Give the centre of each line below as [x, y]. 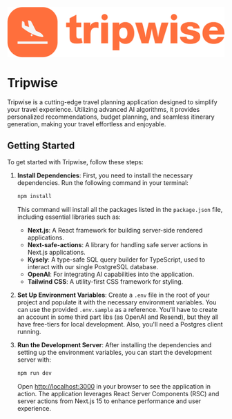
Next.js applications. [57, 253]
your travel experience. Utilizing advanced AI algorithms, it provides [104, 109]
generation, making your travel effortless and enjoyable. [87, 124]
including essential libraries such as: [69, 217]
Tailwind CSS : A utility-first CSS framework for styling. [105, 282]
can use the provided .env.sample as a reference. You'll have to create [117, 310]
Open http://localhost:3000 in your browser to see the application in [114, 387]
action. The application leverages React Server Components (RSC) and [118, 394]
